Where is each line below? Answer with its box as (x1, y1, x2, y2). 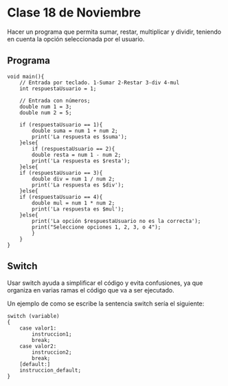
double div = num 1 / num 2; (32, 175, 115, 182)
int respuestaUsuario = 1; (19, 85, 97, 92)
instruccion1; (32, 330, 72, 338)
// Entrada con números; (19, 97, 91, 104)
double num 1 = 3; (19, 103, 72, 110)
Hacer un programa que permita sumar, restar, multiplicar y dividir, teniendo (7, 28, 222, 36)
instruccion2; (32, 349, 72, 356)
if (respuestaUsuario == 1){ (19, 121, 103, 128)
